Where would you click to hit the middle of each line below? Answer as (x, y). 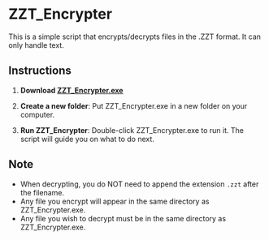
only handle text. (37, 45)
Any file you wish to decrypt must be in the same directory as (123, 218)
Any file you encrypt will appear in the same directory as (115, 201)
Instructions (40, 71)
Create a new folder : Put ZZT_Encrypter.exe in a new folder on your (134, 105)
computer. (37, 114)
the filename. (42, 192)
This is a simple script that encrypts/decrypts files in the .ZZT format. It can (135, 36)
